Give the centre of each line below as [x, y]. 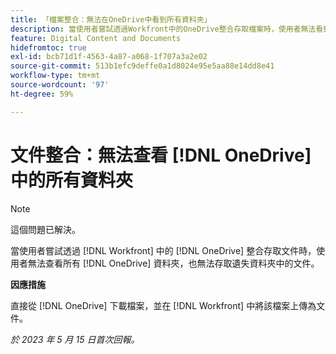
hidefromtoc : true [48, 47]
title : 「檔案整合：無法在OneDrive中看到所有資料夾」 [111, 19]
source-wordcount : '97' [60, 85]
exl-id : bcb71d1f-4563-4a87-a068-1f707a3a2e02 [109, 57]
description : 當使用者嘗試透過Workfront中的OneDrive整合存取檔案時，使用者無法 [163, 29]
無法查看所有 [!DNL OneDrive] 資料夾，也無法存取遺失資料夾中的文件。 [173, 263]
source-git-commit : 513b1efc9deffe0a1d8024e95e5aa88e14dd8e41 [142, 66]
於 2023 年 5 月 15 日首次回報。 [75, 339]
